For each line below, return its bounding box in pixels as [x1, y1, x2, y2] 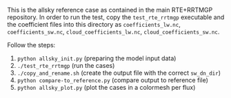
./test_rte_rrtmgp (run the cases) [17, 62, 115, 69]
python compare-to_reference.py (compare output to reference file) [17, 76, 208, 84]
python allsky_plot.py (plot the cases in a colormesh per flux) [17, 84, 196, 91]
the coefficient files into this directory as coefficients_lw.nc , [7, 21, 181, 28]
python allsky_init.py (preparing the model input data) [17, 54, 177, 62]
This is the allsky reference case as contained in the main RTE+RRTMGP [7, 6, 213, 14]
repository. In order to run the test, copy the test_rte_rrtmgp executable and [7, 13, 225, 21]
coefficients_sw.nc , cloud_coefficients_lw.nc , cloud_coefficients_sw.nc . [7, 27, 220, 36]
